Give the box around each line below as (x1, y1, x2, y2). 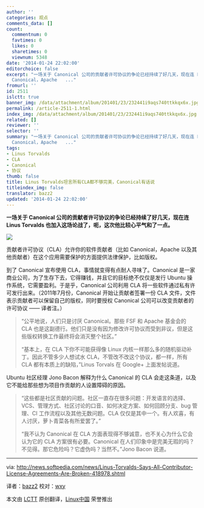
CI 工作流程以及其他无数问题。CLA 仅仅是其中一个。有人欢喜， (32, 409, 189, 417)
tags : (6, 145, 20, 151)
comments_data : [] (6, 20, 53, 26)
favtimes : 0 (12, 37, 42, 43)
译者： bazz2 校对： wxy (6, 482, 66, 490)
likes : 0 (12, 43, 34, 49)
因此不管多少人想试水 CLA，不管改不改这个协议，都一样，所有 (32, 353, 188, 360)
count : (6, 26, 23, 32)
